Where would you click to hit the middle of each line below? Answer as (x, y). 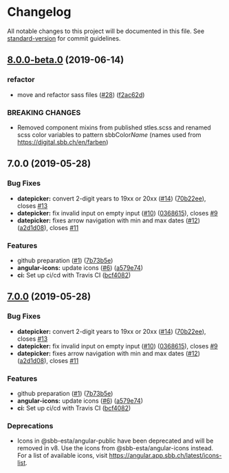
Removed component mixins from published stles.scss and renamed (114, 127)
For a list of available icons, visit (62, 456)
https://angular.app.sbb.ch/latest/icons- (165, 456)
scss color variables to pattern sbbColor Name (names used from (109, 134)
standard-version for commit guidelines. (64, 38)
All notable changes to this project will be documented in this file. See (106, 31)
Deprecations (30, 425)
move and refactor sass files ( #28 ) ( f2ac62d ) (81, 94)
